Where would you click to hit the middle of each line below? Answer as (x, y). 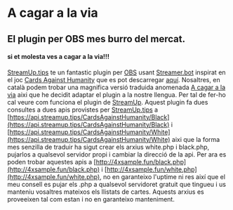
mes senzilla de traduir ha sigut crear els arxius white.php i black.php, (108, 147)
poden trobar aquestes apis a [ (52, 162)
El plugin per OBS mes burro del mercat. (96, 39)
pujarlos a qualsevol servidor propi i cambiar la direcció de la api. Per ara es (117, 154)
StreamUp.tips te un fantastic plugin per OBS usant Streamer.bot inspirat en (116, 72)
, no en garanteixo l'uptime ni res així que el (162, 176)
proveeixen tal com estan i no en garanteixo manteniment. (91, 199)
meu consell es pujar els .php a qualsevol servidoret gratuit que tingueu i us (117, 184)
